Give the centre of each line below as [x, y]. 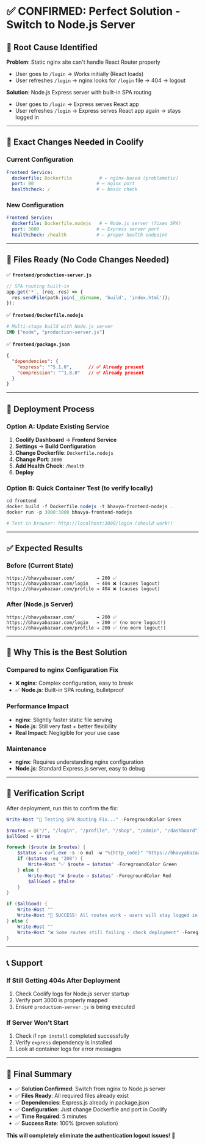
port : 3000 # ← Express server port [86, 229]
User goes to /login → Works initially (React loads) [79, 74]
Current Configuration [40, 159]
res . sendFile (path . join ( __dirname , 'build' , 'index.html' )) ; [91, 298]
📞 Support [25, 963]
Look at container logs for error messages [68, 1049]
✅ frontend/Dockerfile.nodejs [45, 315]
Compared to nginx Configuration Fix [63, 670]
